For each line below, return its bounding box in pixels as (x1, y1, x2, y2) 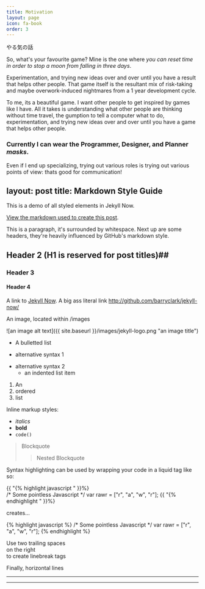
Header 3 (6, 268, 35, 277)
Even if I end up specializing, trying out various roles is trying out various (6, 161, 190, 169)
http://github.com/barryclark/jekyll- (108, 297, 198, 304)
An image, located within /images (6, 315, 90, 323)
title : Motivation (6, 9, 53, 15)
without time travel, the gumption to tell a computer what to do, (6, 112, 165, 119)
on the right (6, 546, 35, 553)
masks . (6, 148, 29, 156)
